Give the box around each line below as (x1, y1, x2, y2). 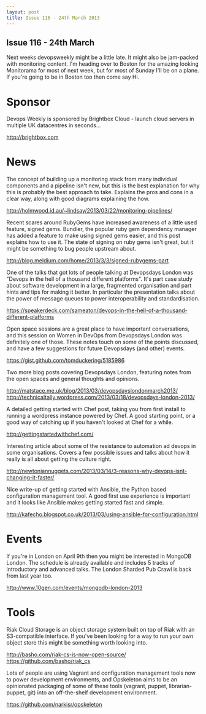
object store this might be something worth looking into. (6, 639, 148, 646)
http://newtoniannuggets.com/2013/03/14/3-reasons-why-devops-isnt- (6, 468, 188, 475)
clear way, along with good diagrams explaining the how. (6, 195, 150, 203)
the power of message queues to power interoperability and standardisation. (6, 295, 200, 302)
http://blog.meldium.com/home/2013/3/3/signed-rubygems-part (6, 257, 169, 264)
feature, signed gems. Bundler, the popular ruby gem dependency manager (6, 226, 197, 233)
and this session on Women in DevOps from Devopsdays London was (6, 332, 182, 339)
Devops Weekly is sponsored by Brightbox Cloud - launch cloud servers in (6, 115, 194, 123)
